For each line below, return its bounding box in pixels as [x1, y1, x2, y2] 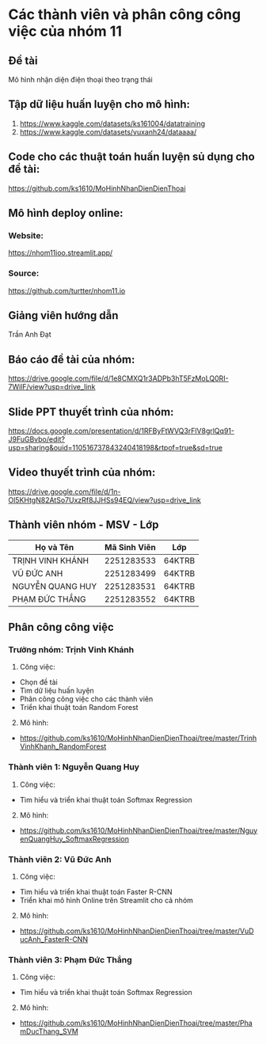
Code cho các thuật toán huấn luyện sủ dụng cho [8, 150, 255, 164]
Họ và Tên [35, 541, 74, 552]
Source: [8, 268, 40, 279]
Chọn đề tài [19, 678, 58, 687]
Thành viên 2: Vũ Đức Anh [8, 853, 112, 864]
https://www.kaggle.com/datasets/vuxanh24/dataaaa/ [19, 127, 197, 136]
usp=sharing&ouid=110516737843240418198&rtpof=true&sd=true [8, 443, 223, 453]
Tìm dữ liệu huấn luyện [19, 686, 95, 696]
